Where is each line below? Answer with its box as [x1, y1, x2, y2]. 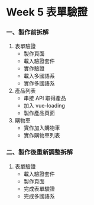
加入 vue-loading [23, 102, 65, 109]
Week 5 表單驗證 [6, 5, 87, 19]
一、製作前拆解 [6, 28, 49, 36]
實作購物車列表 [23, 132, 60, 139]
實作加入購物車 [23, 124, 60, 131]
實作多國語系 [23, 80, 55, 87]
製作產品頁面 [23, 109, 55, 116]
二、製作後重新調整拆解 [6, 148, 73, 156]
